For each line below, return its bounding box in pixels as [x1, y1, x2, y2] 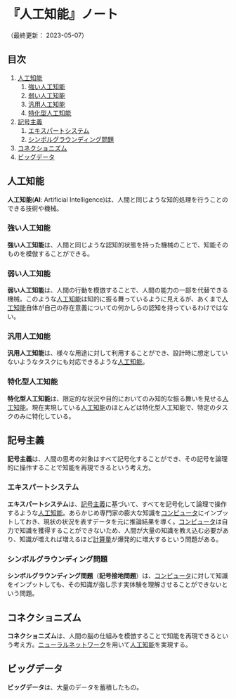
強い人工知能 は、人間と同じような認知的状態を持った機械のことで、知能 [7, 240, 216, 249]
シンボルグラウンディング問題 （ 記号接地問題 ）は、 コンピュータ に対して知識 [7, 571, 228, 580]
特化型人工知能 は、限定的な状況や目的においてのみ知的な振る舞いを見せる [7, 394, 223, 403]
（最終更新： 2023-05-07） [7, 31, 88, 39]
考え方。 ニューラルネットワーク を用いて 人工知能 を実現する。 [13, 640, 192, 649]
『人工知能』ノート [7, 6, 119, 22]
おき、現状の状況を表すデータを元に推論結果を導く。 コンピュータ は [25, 517, 223, 526]
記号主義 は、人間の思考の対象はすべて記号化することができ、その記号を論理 [7, 454, 228, 463]
